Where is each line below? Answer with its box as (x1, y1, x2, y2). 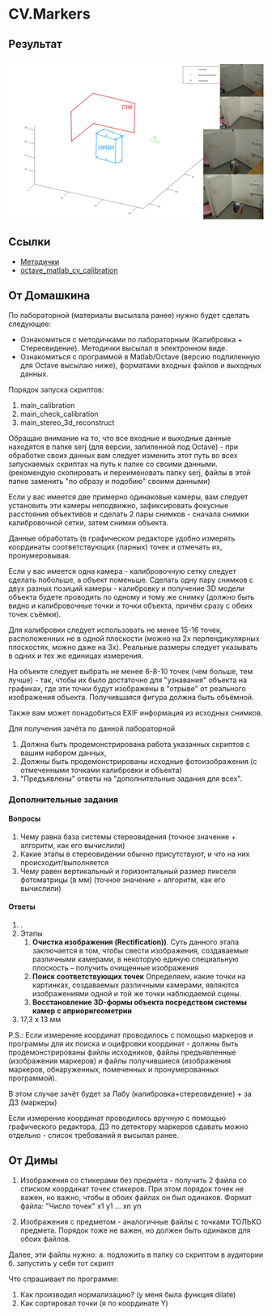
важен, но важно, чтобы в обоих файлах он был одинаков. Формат (19, 1192, 253, 1202)
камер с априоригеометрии (32, 1005, 132, 1016)
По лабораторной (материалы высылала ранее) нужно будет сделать (8, 310, 250, 320)
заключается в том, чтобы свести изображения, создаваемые (32, 945, 249, 955)
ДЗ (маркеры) (8, 1097, 57, 1107)
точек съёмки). (8, 609, 62, 619)
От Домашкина (8, 289, 91, 303)
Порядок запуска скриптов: (8, 384, 104, 394)
